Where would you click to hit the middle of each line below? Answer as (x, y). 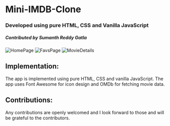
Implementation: (32, 67)
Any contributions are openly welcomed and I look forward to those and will (85, 112)
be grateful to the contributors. (38, 118)
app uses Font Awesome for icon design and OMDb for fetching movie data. (85, 84)
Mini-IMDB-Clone (43, 9)
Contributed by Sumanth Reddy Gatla (46, 37)
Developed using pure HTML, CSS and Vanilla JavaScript (77, 26)
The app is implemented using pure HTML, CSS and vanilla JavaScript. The (84, 79)
